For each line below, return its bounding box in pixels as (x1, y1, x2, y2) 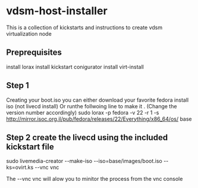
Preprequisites (6, 48, 62, 58)
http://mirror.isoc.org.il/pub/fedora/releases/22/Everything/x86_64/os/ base (6, 115, 192, 123)
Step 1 (6, 80, 30, 90)
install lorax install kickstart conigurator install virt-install (6, 63, 144, 70)
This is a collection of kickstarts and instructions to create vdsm (6, 24, 163, 31)
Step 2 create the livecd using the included (6, 132, 168, 142)
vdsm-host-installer (6, 4, 108, 18)
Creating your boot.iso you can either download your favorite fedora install (6, 96, 189, 104)
